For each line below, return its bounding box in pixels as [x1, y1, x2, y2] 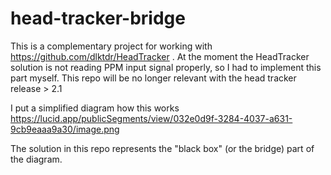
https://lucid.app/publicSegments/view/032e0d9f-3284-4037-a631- [10, 112, 293, 124]
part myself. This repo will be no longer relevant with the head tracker [10, 72, 297, 84]
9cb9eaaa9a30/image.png [10, 123, 120, 135]
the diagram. [10, 153, 63, 165]
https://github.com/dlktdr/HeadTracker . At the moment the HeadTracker [10, 50, 310, 62]
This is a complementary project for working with [10, 40, 213, 52]
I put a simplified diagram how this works [10, 102, 180, 114]
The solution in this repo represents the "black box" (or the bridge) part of [10, 142, 315, 154]
